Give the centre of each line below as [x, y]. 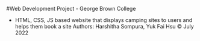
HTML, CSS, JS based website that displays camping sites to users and [104, 20]
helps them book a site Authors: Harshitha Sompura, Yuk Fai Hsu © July [104, 26]
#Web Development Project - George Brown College [71, 9]
